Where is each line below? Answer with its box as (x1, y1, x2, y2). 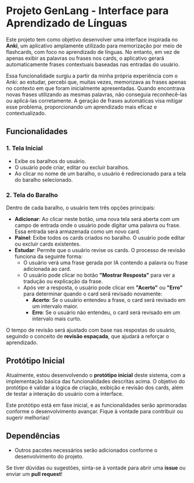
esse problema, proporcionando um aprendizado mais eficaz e (6, 103, 157, 110)
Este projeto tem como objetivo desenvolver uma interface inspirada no (6, 36, 178, 43)
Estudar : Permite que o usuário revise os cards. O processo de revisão (14, 246, 186, 253)
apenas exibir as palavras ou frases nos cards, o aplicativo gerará (6, 55, 165, 62)
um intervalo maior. (32, 302, 79, 309)
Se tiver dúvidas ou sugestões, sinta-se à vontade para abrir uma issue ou (6, 464, 186, 471)
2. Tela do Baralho (6, 191, 58, 199)
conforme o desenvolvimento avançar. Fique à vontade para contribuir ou (6, 407, 183, 414)
